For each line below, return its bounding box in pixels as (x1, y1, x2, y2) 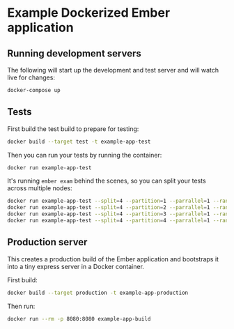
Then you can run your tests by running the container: (7, 151, 162, 159)
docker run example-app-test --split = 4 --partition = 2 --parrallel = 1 (7, 204, 210, 211)
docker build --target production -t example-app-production (7, 289, 189, 296)
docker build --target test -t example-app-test (7, 138, 151, 145)
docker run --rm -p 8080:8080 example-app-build (7, 315, 151, 322)
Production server (7, 236, 88, 248)
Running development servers (7, 47, 141, 59)
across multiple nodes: (7, 184, 73, 192)
